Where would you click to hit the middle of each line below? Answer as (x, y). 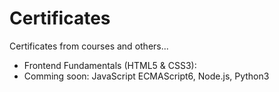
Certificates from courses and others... (89, 46)
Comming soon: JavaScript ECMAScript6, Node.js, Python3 (146, 76)
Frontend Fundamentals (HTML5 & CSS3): (110, 65)
